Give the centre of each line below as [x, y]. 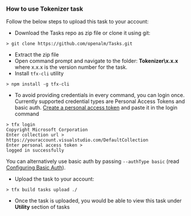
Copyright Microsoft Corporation [47, 130]
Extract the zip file [37, 55]
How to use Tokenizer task [45, 9]
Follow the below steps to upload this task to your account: [77, 22]
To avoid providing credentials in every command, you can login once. [100, 95]
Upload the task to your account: [54, 179]
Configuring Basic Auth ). [36, 168]
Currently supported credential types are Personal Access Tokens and [100, 101]
